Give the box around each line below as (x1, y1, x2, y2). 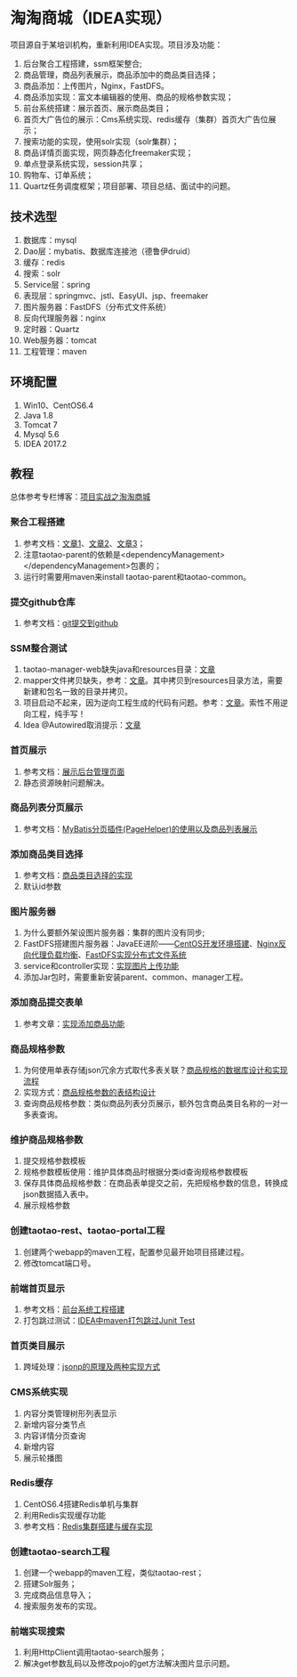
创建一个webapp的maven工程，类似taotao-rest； (22, 1567, 205, 1578)
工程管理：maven (22, 346, 87, 356)
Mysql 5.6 (22, 428, 60, 439)
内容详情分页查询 (22, 1430, 86, 1441)
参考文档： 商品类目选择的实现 (22, 870, 132, 881)
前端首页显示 (10, 1282, 66, 1294)
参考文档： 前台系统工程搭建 (22, 1304, 125, 1315)
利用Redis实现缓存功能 (22, 1510, 107, 1520)
